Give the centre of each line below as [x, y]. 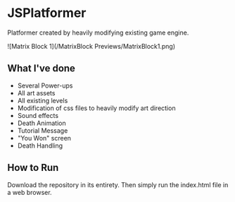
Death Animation [42, 123]
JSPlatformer [47, 13]
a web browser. [30, 192]
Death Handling [40, 145]
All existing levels [43, 100]
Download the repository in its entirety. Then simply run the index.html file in [118, 184]
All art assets [36, 93]
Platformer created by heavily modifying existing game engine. [98, 32]
